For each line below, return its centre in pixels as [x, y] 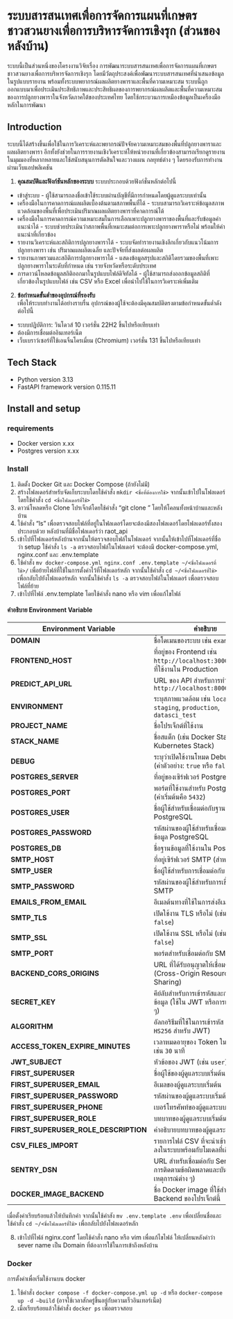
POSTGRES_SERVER [45, 777]
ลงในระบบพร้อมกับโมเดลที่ [188, 1149]
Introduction [35, 127]
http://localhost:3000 [191, 661]
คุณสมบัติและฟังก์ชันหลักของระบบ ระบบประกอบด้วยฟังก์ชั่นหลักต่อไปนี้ [97, 181]
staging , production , [187, 707]
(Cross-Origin [176, 973]
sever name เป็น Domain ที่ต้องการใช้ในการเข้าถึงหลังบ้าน [87, 1245]
